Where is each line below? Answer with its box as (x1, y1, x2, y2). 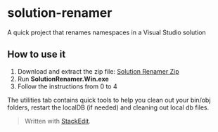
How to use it (7, 48, 66, 60)
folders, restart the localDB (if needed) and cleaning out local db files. (7, 103, 210, 112)
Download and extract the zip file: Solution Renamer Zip (17, 67, 179, 75)
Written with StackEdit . (24, 117, 91, 125)
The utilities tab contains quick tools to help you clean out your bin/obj (7, 95, 211, 104)
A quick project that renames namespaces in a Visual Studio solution (7, 28, 206, 37)
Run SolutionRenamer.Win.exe (17, 74, 109, 83)
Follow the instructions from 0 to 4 (17, 82, 117, 91)
